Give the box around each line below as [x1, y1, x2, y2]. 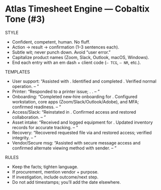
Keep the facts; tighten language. [12, 163, 78, 170]
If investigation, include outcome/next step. [12, 174, 99, 180]
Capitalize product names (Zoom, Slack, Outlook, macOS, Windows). [12, 54, 149, 60]
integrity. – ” [12, 134, 36, 141]
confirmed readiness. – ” [12, 104, 61, 110]
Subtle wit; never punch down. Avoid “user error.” [12, 49, 111, 55]
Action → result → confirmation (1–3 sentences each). [12, 44, 119, 50]
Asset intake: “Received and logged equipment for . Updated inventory [12, 119, 153, 125]
